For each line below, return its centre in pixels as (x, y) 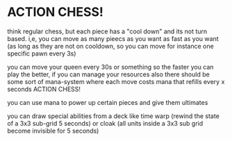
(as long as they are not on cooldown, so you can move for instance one (110, 46)
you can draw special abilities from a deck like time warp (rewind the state (114, 116)
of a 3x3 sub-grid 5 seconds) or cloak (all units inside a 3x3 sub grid (105, 123)
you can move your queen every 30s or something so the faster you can (110, 67)
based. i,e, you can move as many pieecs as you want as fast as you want (113, 38)
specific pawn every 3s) (42, 53)
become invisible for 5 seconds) (53, 131)
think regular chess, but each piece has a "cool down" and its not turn (107, 31)
